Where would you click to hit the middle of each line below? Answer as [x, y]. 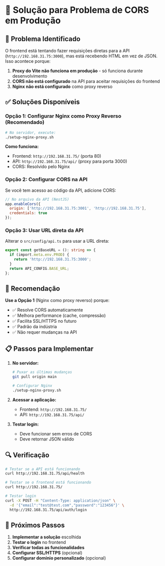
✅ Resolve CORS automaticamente [48, 310]
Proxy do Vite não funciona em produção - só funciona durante [77, 71]
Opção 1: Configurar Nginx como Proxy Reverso [63, 116]
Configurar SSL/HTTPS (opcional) [47, 553]
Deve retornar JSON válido [47, 439]
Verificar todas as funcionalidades [48, 548]
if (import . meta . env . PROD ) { [39, 255]
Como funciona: [22, 147]
